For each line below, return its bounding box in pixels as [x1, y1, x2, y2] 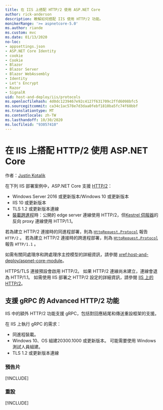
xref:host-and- [118, 251, 149, 257]
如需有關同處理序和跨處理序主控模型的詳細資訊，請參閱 [5, 251, 118, 257]
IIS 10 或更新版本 [12, 200, 46, 205]
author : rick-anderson [5, 12, 52, 17]
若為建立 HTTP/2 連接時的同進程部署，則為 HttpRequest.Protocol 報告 [5, 229, 148, 235]
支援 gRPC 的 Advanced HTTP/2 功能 [5, 296, 120, 305]
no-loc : [5, 40, 21, 44]
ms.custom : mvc [5, 30, 37, 35]
